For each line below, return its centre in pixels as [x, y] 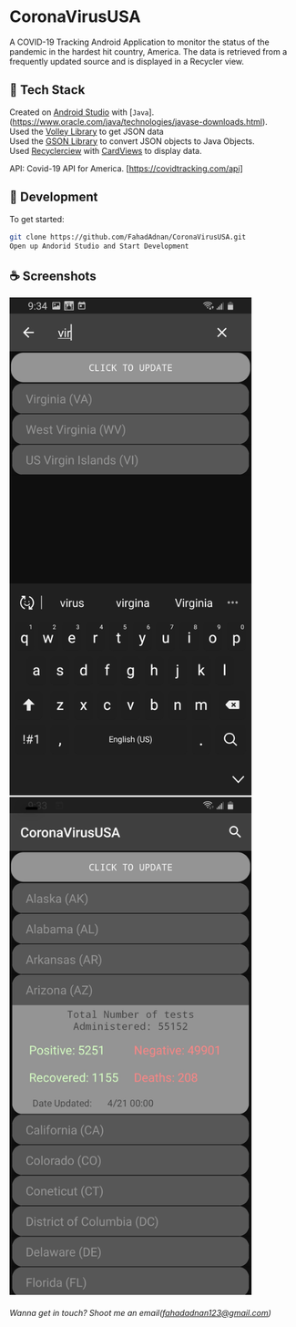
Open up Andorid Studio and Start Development [99, 247]
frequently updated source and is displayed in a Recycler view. [127, 61]
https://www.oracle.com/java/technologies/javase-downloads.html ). [140, 121]
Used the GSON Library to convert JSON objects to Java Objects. [132, 141]
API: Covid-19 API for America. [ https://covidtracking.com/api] [126, 168]
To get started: [37, 219]
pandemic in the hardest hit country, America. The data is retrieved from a [148, 51]
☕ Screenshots [53, 276]
